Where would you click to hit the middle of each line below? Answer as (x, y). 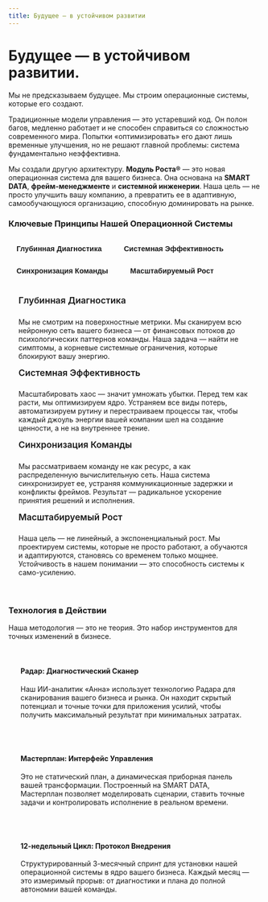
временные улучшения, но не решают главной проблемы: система (124, 145)
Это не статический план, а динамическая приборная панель (126, 776)
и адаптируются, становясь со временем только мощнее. (119, 555)
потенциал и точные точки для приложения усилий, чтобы (121, 706)
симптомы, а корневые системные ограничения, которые (118, 348)
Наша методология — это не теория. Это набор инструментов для (123, 628)
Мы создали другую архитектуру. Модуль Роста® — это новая (117, 169)
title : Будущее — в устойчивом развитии (77, 16)
